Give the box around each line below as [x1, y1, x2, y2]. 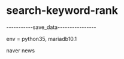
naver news [6, 46, 35, 54]
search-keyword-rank [6, 4, 119, 17]
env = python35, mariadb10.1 [6, 35, 77, 42]
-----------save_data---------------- [6, 23, 96, 31]
